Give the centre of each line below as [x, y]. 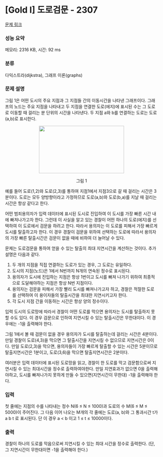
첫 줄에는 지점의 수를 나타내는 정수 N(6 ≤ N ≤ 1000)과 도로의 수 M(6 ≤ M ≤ [76, 406]
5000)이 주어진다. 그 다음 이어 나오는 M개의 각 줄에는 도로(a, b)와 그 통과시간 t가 [81, 412]
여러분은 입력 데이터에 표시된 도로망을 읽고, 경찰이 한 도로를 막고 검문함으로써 [78, 363]
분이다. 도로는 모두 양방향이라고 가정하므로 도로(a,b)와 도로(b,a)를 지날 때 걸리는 [81, 197]
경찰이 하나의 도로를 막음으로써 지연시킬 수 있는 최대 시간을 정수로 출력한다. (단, [80, 444]
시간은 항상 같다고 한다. [27, 203]
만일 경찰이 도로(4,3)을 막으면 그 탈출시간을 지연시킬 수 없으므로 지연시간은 [76, 340]
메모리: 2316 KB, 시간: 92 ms [33, 50]
